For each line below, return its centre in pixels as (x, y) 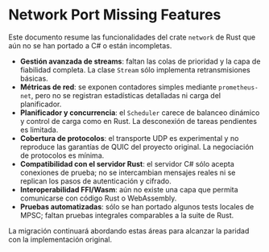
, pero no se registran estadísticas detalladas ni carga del (126, 95)
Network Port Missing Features (115, 15)
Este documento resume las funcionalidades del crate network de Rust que (132, 37)
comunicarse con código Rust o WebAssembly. (98, 198)
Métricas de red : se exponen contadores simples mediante (118, 87)
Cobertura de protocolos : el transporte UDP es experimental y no (129, 138)
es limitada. (39, 130)
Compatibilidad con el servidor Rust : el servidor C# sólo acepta (127, 163)
